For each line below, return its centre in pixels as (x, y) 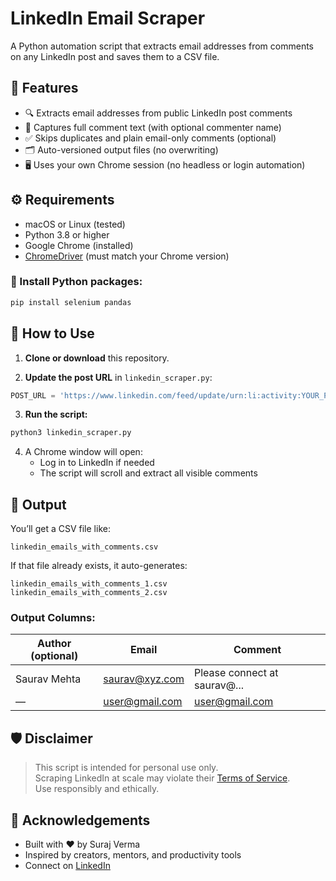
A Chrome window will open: (83, 452)
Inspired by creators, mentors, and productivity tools (133, 855)
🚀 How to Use (52, 333)
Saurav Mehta (48, 679)
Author (54, 644)
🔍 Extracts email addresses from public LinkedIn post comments (158, 113)
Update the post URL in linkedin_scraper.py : (118, 377)
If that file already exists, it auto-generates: (99, 566)
